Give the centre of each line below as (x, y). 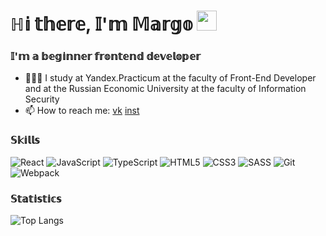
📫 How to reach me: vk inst (82, 111)
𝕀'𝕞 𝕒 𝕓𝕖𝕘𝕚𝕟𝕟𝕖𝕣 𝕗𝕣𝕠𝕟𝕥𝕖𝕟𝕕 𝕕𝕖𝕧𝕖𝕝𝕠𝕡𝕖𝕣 (105, 57)
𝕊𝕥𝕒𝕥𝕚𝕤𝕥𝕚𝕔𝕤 (36, 198)
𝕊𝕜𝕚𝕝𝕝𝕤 (25, 140)
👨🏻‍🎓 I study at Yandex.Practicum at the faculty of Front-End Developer (170, 78)
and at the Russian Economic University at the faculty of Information (165, 89)
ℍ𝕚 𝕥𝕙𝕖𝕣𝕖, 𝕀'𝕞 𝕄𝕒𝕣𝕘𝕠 (101, 24)
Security (42, 99)
